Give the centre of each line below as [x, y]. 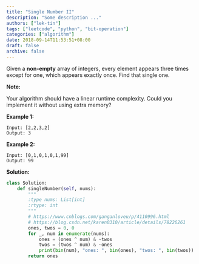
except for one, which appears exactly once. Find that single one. [88, 75]
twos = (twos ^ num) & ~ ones [76, 245]
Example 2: [21, 144]
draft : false [23, 46]
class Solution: [27, 183]
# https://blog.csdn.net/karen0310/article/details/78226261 [107, 222]
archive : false [25, 51]
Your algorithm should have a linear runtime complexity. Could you [89, 98]
